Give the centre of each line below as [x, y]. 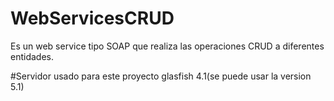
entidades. [32, 56]
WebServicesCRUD [92, 18]
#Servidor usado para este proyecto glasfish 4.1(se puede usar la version [161, 76]
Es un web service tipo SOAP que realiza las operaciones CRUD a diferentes [167, 46]
